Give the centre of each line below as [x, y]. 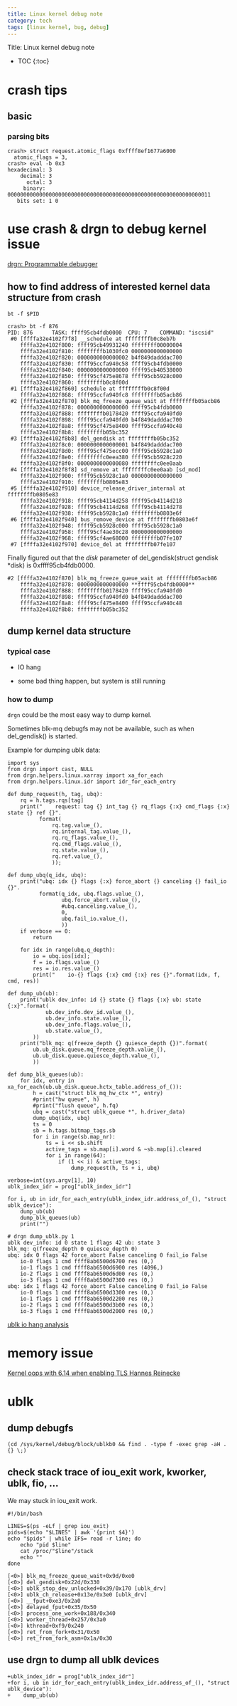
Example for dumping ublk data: [54, 750]
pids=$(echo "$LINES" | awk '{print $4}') [71, 1532]
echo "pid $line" [46, 1545]
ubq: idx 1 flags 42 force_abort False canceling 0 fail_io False [108, 1286]
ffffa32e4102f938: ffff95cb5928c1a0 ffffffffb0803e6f [101, 513]
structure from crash [54, 297]
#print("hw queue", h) [66, 1099]
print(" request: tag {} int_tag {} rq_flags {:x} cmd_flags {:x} [125, 806]
